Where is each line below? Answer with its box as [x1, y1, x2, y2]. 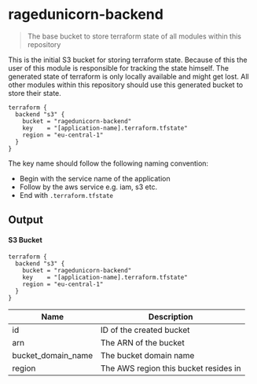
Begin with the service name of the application [19, 174, 171, 183]
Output [8, 214, 43, 227]
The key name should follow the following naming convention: [8, 159, 209, 168]
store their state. [8, 88, 61, 97]
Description [148, 311, 194, 322]
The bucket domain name [101, 349, 195, 360]
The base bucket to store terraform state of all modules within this [27, 31, 242, 41]
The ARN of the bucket [101, 337, 185, 348]
